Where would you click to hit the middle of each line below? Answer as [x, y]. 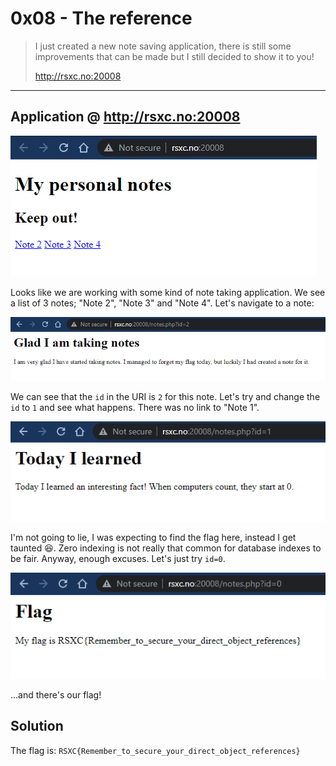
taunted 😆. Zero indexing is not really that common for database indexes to [166, 548]
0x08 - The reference [101, 18]
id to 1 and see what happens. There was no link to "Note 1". [135, 407]
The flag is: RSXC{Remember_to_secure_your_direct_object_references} [155, 750]
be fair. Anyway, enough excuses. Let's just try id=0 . [118, 558]
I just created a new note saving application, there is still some [163, 46]
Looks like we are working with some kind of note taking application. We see [168, 292]
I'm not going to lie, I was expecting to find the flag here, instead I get [153, 537]
